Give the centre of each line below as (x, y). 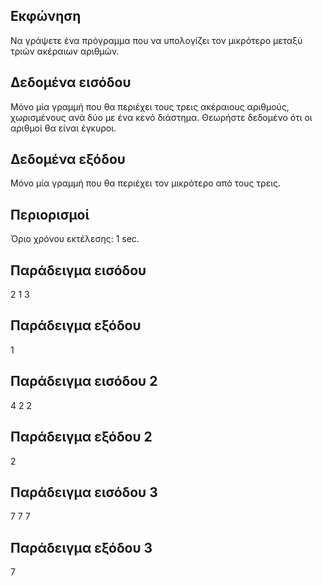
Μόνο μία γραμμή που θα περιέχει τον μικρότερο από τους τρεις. (146, 183)
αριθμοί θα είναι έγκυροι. (63, 128)
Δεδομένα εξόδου (68, 159)
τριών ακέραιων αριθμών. (65, 51)
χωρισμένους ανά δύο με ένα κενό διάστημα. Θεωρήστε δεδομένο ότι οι (161, 117)
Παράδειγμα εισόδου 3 (84, 492)
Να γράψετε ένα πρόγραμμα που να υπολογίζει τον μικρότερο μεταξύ (156, 40)
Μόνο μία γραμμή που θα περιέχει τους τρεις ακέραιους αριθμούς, (150, 106)
